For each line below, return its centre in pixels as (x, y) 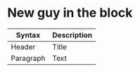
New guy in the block (70, 13)
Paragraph (28, 58)
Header (23, 47)
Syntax (28, 35)
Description (72, 35)
